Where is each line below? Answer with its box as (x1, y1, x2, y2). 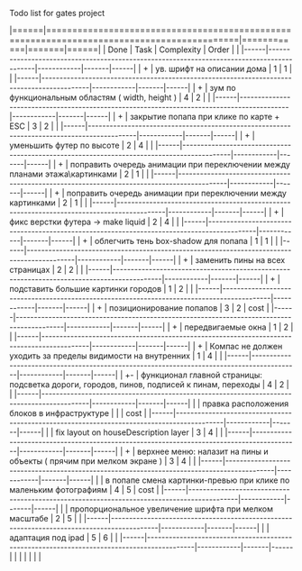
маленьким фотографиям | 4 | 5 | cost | (9, 485, 160, 494)
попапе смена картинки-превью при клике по (112, 475, 290, 485)
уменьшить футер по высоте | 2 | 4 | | (9, 140, 153, 150)
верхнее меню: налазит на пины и (136, 446, 269, 457)
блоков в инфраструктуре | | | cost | (9, 408, 147, 418)
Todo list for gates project (9, 8, 105, 18)
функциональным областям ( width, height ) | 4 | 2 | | (9, 92, 211, 103)
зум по (209, 83, 236, 93)
